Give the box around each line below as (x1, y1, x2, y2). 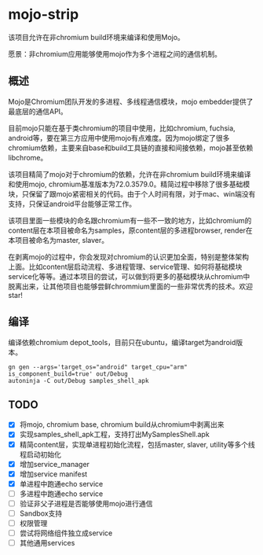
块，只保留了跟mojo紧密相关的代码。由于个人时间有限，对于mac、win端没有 (8, 189, 256, 198)
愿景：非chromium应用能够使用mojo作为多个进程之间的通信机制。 (8, 49, 222, 58)
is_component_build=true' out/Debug (8, 369, 128, 378)
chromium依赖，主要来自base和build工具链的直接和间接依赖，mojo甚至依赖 (8, 143, 254, 153)
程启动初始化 (19, 450, 61, 459)
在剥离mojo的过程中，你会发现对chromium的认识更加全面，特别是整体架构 (8, 252, 250, 261)
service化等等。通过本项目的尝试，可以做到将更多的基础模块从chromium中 (8, 271, 250, 281)
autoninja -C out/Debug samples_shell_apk (8, 377, 149, 384)
